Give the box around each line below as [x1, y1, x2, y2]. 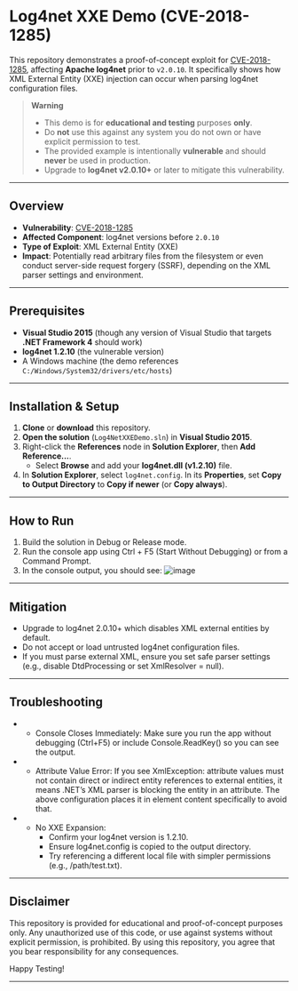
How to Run [9, 513, 74, 528]
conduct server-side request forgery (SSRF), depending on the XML [21, 260, 271, 270]
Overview [9, 198, 65, 214]
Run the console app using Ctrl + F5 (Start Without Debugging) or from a [21, 547, 288, 557]
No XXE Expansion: [35, 822, 106, 833]
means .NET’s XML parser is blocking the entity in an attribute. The [35, 784, 280, 795]
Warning [30, 100, 64, 110]
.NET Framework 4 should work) [21, 336, 143, 348]
